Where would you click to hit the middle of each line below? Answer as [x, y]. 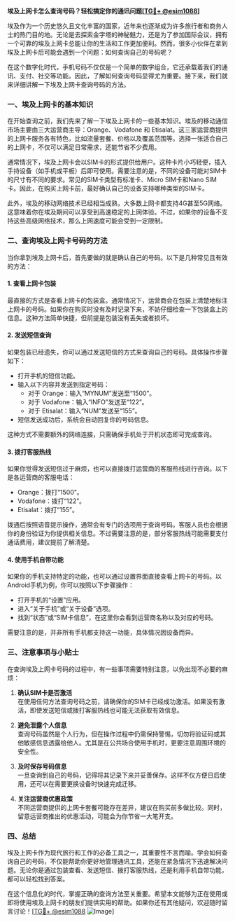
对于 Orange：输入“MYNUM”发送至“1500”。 [92, 393]
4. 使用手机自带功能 [36, 559]
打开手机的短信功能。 [48, 376]
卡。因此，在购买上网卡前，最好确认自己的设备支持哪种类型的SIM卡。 [108, 188]
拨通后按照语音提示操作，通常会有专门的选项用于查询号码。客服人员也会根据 [117, 525]
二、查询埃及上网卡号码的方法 [58, 241]
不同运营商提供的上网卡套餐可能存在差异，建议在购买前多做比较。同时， [121, 807]
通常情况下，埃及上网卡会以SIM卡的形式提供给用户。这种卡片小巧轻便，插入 [117, 162]
